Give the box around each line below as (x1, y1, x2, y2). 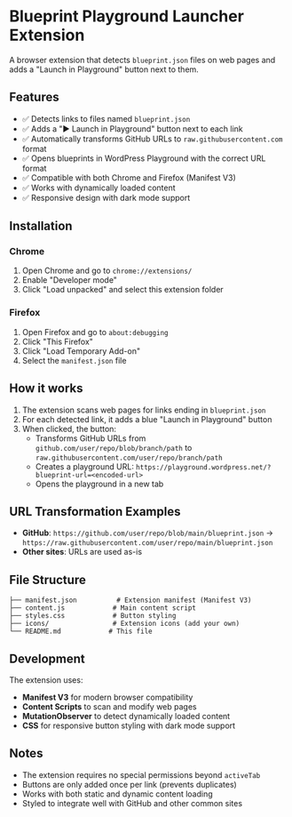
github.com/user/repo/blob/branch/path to (35, 442, 193, 453)
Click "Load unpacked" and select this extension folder (21, 284, 224, 295)
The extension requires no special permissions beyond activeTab (21, 769, 261, 780)
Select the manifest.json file (21, 355, 127, 365)
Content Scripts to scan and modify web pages (21, 701, 197, 712)
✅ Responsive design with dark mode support (21, 192, 191, 203)
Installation (9, 219, 73, 234)
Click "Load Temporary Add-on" (21, 345, 140, 356)
